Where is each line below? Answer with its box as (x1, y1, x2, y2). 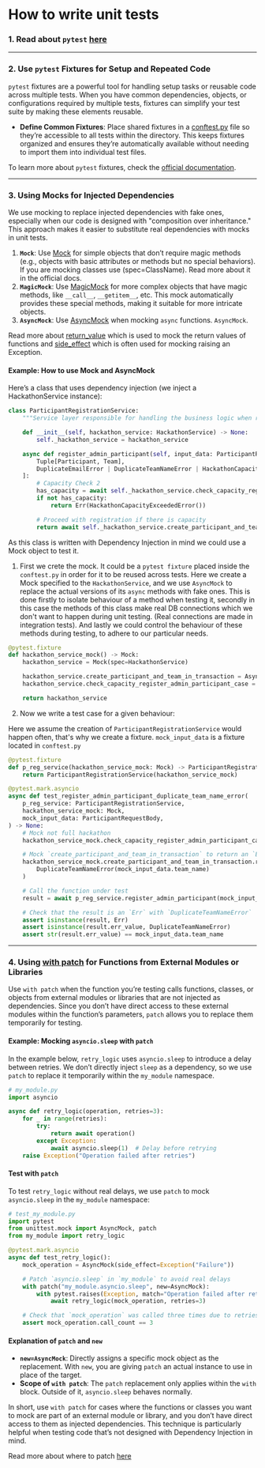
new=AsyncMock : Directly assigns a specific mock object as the (19, 1353, 219, 1363)
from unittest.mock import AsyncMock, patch (8, 1225, 157, 1232)
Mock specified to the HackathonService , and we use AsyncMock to (19, 578, 233, 587)
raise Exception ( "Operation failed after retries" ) (22, 1152, 196, 1160)
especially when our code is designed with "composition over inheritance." (8, 216, 252, 226)
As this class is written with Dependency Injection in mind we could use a (8, 538, 247, 547)
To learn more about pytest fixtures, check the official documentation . (8, 162, 237, 172)
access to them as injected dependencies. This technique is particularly (8, 1419, 242, 1428)
